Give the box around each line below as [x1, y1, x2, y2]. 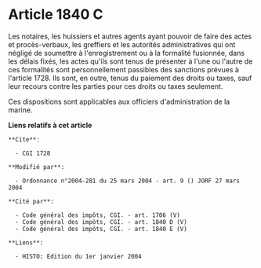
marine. [8, 105, 33, 115]
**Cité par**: [8, 197, 55, 205]
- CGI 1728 [15, 149, 51, 157]
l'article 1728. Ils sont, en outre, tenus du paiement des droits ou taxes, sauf [8, 73, 252, 83]
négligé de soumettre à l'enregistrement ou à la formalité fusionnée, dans [8, 48, 245, 57]
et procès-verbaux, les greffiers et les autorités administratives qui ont [8, 39, 236, 49]
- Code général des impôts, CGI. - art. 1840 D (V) [15, 218, 188, 226]
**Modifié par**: [8, 163, 65, 171]
